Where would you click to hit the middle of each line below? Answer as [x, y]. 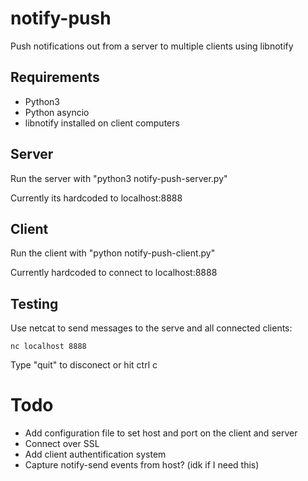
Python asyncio [57, 112]
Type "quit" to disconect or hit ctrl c [84, 365]
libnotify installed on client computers [102, 123]
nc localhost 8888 [48, 347]
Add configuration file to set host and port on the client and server [161, 433]
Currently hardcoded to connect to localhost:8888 [114, 273]
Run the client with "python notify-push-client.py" [113, 253]
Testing [34, 303]
